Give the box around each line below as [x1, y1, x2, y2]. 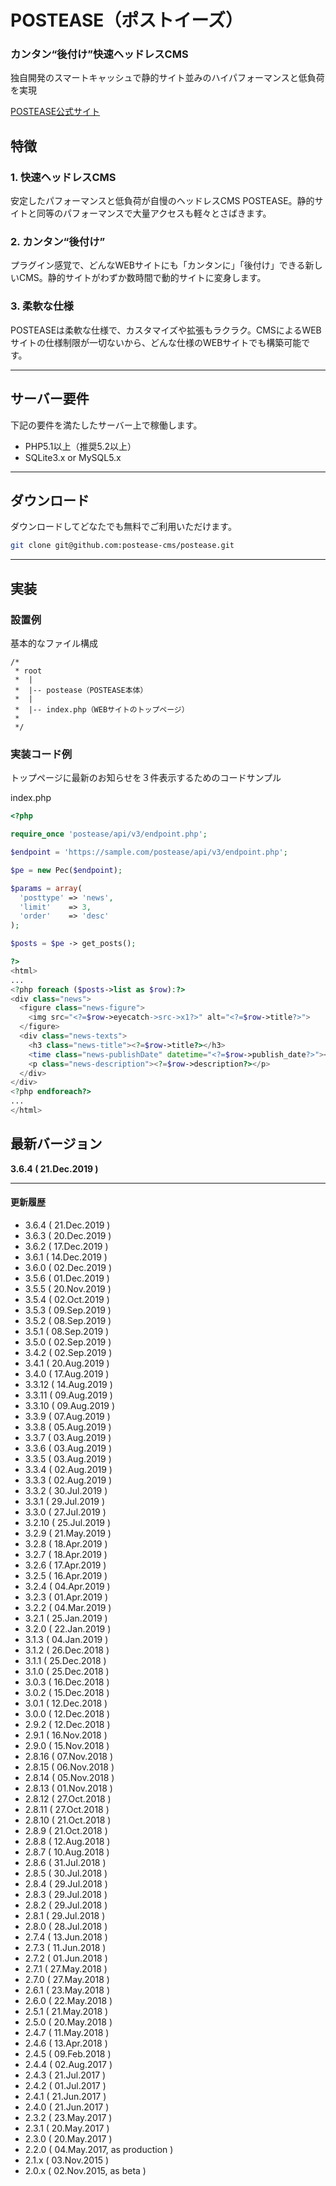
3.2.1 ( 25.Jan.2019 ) [24, 1612, 108, 1624]
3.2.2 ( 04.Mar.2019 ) [24, 1601, 112, 1613]
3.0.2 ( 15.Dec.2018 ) [24, 1686, 110, 1698]
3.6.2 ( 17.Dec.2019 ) [24, 1240, 109, 1252]
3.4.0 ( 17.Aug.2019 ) [24, 1367, 110, 1380]
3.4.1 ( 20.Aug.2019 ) [24, 1357, 110, 1369]
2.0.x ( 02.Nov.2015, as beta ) [24, 2164, 147, 2176]
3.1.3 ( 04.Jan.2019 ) [24, 1633, 109, 1645]
